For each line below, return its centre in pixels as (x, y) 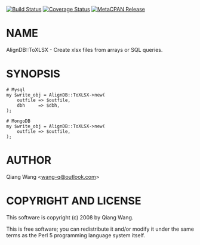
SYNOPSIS (33, 74)
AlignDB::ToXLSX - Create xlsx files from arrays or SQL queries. (84, 49)
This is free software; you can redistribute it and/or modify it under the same (100, 229)
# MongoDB (19, 121)
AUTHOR (29, 160)
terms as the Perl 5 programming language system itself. (76, 235)
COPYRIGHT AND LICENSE (74, 201)
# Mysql (16, 89)
